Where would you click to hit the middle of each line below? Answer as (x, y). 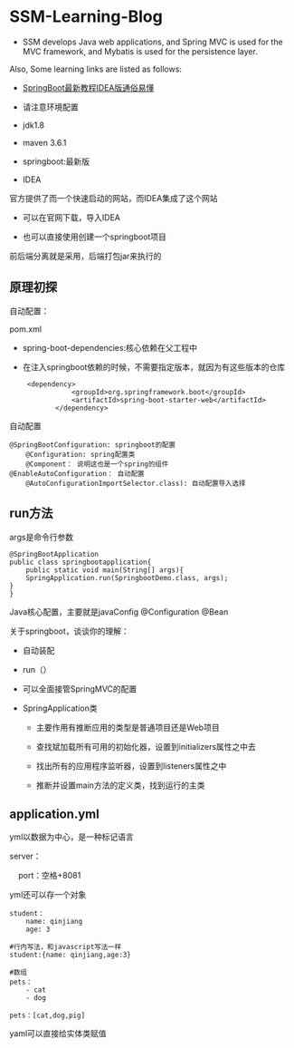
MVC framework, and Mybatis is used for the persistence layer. (140, 51)
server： (26, 856)
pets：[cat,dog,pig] (47, 1016)
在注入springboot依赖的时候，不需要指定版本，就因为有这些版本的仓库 (154, 367)
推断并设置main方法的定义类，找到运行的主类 (120, 785)
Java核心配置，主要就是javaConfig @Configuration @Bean (119, 611)
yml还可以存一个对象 (48, 895)
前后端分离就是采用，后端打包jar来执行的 (85, 256)
